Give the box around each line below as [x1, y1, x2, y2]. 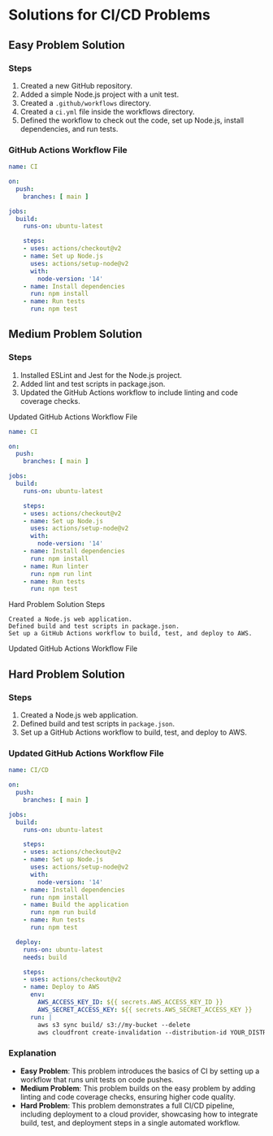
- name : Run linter [23, 562, 89, 570]
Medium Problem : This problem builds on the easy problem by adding [19, 1083, 256, 1093]
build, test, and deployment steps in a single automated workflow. [19, 1117, 240, 1127]
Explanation [8, 1047, 57, 1059]
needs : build [23, 953, 67, 961]
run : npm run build [29, 908, 96, 917]
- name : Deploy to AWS [23, 983, 100, 991]
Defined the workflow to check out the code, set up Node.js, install [19, 115, 245, 125]
